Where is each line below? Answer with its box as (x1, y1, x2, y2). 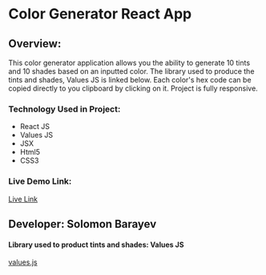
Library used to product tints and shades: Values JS (8, 240, 184, 249)
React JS (19, 122, 50, 131)
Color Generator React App (8, 5, 192, 23)
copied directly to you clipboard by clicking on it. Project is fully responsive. (8, 83, 258, 93)
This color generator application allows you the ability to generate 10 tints (8, 58, 251, 67)
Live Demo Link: (8, 176, 72, 187)
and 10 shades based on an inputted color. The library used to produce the (8, 67, 255, 76)
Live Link (8, 194, 38, 204)
